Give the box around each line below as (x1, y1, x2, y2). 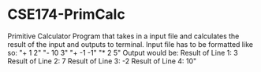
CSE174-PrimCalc (7, 5, 125, 23)
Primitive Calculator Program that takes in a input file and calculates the (7, 31, 240, 41)
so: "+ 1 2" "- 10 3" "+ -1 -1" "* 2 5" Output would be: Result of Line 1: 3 (7, 48, 238, 57)
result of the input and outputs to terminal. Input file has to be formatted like (7, 39, 254, 49)
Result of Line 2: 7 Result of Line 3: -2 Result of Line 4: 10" (7, 56, 197, 66)
